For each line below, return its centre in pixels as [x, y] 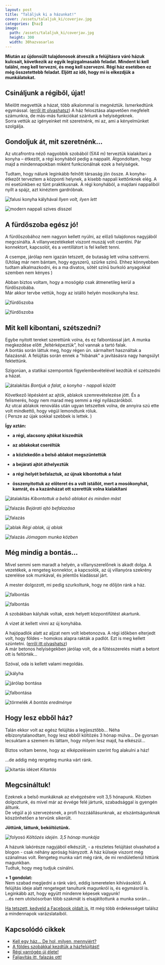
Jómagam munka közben [52, 537]
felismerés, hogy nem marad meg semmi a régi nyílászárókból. [69, 400]
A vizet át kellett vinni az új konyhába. [44, 623]
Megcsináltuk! [28, 785]
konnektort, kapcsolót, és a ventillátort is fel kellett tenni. [63, 247]
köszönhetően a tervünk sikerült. [38, 818]
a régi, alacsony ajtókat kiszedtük [48, 435]
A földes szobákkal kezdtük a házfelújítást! [56, 947]
